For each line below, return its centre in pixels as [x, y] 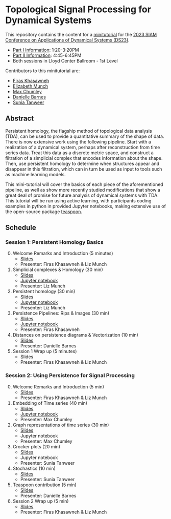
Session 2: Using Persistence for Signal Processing [70, 376]
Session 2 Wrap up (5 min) [41, 501]
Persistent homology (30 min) [44, 292]
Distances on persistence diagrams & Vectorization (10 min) [76, 335]
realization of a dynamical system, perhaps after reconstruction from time [83, 147]
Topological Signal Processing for [78, 9]
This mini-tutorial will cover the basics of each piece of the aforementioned [84, 184]
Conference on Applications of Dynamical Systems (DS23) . [68, 40]
